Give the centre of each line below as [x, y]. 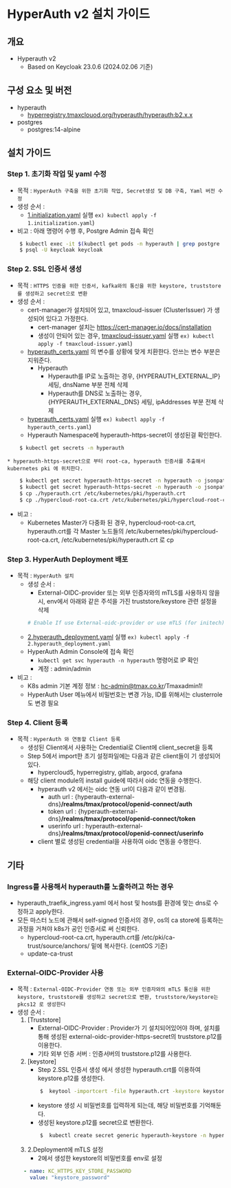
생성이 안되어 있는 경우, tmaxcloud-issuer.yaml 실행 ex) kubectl [126, 335]
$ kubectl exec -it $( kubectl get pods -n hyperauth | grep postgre [120, 244]
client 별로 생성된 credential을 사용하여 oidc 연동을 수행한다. [119, 841]
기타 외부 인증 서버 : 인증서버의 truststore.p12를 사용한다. [114, 1054]
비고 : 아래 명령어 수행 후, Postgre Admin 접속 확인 [85, 230]
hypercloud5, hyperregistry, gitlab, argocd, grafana [110, 772]
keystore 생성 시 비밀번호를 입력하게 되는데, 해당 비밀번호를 [118, 1105]
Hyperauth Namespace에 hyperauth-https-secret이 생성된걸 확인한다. [124, 434]
